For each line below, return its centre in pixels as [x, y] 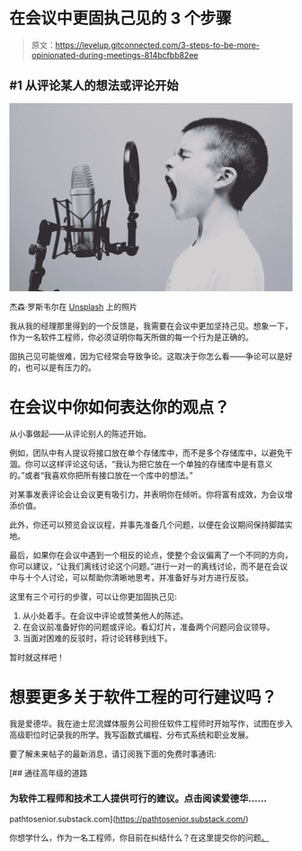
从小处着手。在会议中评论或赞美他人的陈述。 [105, 616]
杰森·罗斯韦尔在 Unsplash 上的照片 [73, 307]
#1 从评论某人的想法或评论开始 [94, 86]
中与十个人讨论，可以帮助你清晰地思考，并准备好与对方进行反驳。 [131, 578]
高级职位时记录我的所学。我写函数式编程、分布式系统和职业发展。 [131, 735]
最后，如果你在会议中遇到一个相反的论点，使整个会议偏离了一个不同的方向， [151, 555]
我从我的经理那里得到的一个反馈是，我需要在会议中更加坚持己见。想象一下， [151, 326]
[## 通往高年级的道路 [49, 773]
